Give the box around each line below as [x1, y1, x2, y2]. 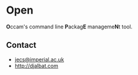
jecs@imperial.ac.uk [14, 56, 64, 63]
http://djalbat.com [14, 62, 58, 69]
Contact [6, 40, 37, 50]
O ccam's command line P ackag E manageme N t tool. [6, 23, 133, 30]
